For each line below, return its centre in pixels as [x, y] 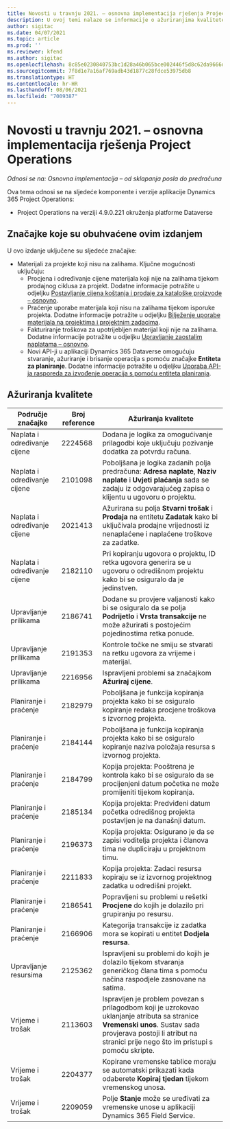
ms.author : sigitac [35, 58]
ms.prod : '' [24, 45]
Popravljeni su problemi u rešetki [155, 896]
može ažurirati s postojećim [147, 625]
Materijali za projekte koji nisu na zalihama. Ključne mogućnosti [106, 264]
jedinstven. [120, 587]
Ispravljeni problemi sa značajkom [157, 673]
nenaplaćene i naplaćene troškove [157, 534]
